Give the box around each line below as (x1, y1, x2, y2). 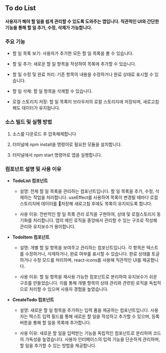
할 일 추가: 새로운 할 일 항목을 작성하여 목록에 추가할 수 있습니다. (12, 61, 136, 67)
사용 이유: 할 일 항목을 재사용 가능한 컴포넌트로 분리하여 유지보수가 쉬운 (19, 274, 158, 280)
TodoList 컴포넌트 (12, 177, 48, 183)
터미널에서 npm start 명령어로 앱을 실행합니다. (12, 152, 103, 158)
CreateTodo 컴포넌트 (12, 296, 55, 302)
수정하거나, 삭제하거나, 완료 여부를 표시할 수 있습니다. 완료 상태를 (25, 250, 151, 257)
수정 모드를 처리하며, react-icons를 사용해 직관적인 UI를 (33, 257, 142, 263)
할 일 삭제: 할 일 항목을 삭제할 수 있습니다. (12, 88, 93, 94)
